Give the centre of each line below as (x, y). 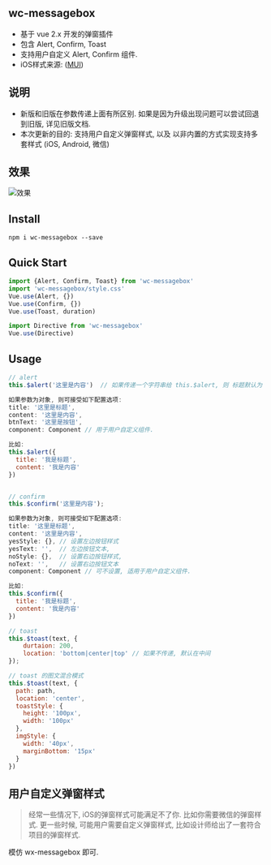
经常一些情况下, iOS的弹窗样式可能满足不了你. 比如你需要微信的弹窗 (141, 815)
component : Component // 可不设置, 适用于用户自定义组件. (100, 571)
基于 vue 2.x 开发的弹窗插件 (67, 34)
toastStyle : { (39, 706)
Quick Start (38, 263)
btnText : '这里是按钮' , (45, 422)
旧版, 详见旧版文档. (59, 123)
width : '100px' (49, 721)
